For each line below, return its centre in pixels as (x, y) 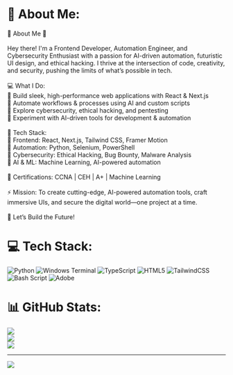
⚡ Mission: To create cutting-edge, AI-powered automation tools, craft (107, 192)
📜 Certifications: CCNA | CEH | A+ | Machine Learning (84, 177)
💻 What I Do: (26, 86)
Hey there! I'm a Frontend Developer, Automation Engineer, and (97, 48)
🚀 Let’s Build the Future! (41, 217)
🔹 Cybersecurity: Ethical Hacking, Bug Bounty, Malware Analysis (100, 154)
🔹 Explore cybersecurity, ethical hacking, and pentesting (88, 110)
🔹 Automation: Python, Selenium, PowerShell (71, 147)
